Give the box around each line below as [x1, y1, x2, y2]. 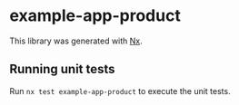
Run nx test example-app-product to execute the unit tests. [9, 85, 231, 96]
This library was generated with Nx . [9, 35, 143, 46]
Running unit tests [9, 62, 115, 77]
